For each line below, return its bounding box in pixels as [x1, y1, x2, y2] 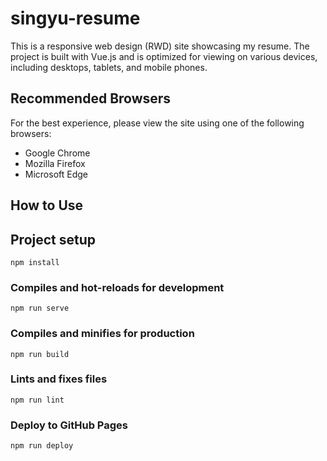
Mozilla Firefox [24, 157, 86, 169]
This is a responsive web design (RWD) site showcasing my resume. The [10, 40, 310, 52]
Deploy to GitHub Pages [10, 418, 128, 432]
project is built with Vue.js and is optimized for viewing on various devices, [10, 50, 318, 62]
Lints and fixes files [10, 372, 108, 386]
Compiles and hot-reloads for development [10, 280, 225, 294]
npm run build [10, 349, 70, 359]
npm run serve [10, 303, 70, 314]
